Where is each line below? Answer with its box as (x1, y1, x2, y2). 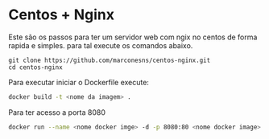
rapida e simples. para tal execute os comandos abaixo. (8, 40, 193, 50)
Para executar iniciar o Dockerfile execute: (8, 77, 149, 87)
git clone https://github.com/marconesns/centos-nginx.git (8, 56, 211, 64)
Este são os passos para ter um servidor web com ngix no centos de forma (8, 32, 258, 42)
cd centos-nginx (8, 63, 63, 72)
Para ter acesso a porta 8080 (8, 107, 106, 117)
